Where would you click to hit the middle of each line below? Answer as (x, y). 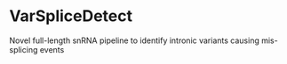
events (52, 49)
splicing (24, 49)
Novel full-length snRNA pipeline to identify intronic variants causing (134, 40)
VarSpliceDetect (71, 16)
